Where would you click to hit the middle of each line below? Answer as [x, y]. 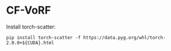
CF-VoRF [29, 10]
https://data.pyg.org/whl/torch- [124, 37]
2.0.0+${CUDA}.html [30, 43]
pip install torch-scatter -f [44, 37]
